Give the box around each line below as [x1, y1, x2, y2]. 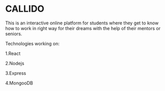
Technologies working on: [5, 40, 60, 46]
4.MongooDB [5, 80, 33, 86]
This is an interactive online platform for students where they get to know [5, 20, 159, 26]
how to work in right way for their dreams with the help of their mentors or [5, 25, 161, 31]
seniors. [5, 31, 22, 37]
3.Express [5, 70, 26, 76]
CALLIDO [5, 3, 45, 15]
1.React [5, 50, 21, 56]
